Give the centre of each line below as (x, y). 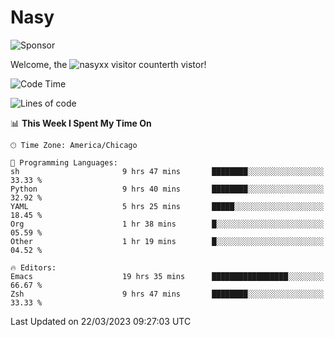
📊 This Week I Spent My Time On (81, 123)
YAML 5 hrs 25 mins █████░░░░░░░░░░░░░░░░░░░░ (167, 206)
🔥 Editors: (33, 267)
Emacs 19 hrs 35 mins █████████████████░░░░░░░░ (167, 276)
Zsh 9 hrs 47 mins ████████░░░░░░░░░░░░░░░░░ (167, 294)
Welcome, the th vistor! (108, 64)
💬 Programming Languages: (64, 162)
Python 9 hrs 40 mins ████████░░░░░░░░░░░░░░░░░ (167, 189)
